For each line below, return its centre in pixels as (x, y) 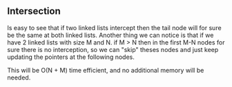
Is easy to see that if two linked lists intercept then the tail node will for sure (115, 27)
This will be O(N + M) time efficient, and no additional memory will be (106, 70)
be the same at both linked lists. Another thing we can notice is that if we (110, 35)
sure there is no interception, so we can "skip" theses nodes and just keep (113, 49)
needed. (19, 77)
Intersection (34, 11)
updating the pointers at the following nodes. (71, 57)
